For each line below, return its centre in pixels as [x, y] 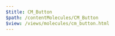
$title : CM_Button [29, 12]
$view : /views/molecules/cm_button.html [58, 23]
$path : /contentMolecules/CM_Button [52, 18]
